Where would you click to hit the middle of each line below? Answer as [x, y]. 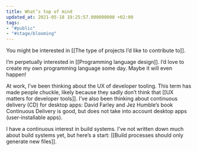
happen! [16, 75]
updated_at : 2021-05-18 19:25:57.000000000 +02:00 [70, 17]
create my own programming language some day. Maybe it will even [89, 68]
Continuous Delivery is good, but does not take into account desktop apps [97, 111]
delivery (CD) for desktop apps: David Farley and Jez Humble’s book [90, 105]
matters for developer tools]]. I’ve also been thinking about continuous [92, 99]
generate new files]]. [32, 142]
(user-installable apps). [34, 118]
